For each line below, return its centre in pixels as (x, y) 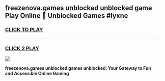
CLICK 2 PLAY (22, 48)
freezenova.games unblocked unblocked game (79, 8)
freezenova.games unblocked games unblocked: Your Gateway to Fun (78, 68)
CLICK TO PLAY (24, 30)
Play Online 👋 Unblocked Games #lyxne (67, 16)
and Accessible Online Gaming (37, 73)
